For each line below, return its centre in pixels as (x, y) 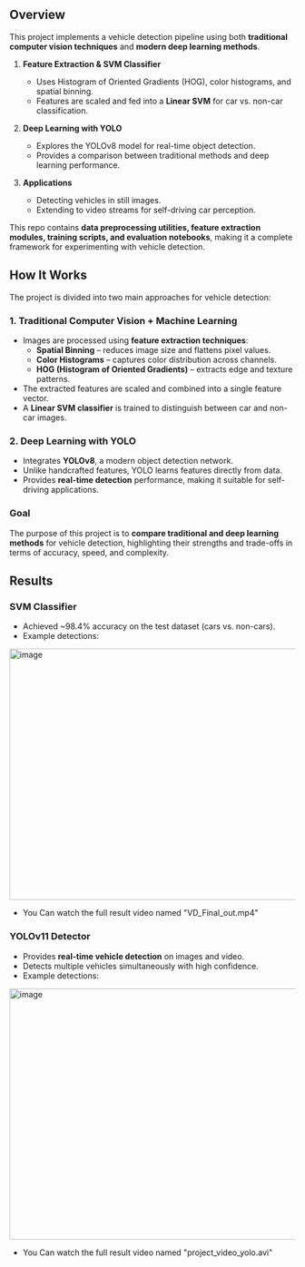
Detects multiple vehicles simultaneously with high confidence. (140, 966)
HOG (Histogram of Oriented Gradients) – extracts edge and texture (164, 369)
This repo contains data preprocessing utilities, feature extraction (135, 227)
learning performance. (78, 165)
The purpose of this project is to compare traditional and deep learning (144, 533)
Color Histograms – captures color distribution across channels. (156, 359)
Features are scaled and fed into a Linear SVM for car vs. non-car (159, 101)
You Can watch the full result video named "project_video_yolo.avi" (148, 1252)
